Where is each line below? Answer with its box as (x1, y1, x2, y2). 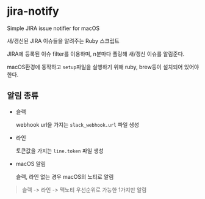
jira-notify (7, 4, 59, 18)
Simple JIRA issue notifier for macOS (7, 24, 100, 32)
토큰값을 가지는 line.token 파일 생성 (15, 147, 104, 154)
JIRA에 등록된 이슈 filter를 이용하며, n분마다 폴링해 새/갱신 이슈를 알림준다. (7, 50, 185, 58)
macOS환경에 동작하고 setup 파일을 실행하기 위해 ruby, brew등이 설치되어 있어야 (7, 63, 200, 70)
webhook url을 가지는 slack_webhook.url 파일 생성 (15, 121, 140, 128)
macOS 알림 (15, 160, 46, 167)
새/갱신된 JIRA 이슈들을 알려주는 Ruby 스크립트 (7, 37, 120, 44)
